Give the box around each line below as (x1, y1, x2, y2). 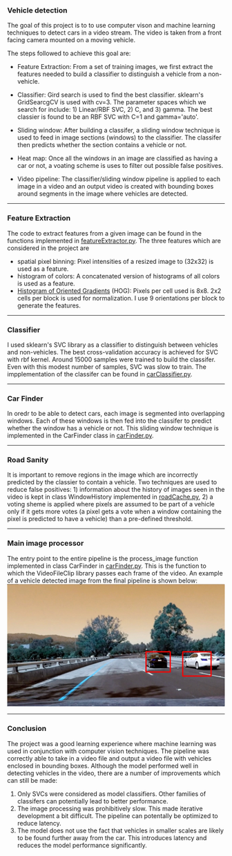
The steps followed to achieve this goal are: (7, 49, 131, 57)
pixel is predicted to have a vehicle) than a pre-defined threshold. (7, 515, 193, 523)
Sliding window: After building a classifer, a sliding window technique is (17, 126, 220, 135)
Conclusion (7, 724, 47, 734)
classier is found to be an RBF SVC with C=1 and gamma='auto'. (17, 113, 199, 121)
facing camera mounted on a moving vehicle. (7, 36, 136, 44)
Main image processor (7, 538, 84, 548)
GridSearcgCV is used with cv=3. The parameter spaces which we (17, 98, 207, 106)
